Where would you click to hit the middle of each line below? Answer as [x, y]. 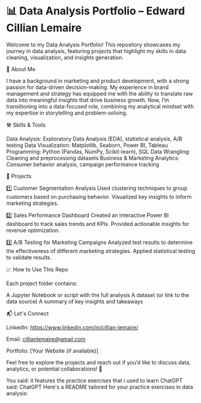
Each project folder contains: [42, 283]
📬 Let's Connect [28, 313]
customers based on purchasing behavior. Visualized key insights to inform [99, 196]
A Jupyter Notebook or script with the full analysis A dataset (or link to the [98, 295]
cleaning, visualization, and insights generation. [65, 57]
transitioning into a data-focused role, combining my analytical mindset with [100, 106]
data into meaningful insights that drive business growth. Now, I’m [88, 100]
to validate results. [29, 257]
